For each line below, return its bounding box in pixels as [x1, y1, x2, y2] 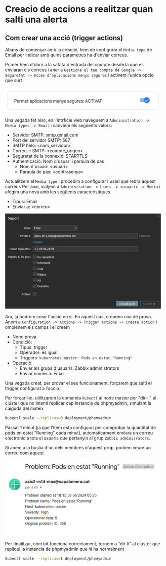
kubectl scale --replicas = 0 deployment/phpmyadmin [5, 416, 112, 421]
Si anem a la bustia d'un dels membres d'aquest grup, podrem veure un [5, 444, 151, 450]
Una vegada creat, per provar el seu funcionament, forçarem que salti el [5, 380, 152, 386]
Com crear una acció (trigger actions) [5, 34, 124, 42]
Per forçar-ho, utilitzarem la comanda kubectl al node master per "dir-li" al [5, 395, 157, 401]
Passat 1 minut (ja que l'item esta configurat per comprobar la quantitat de [5, 424, 156, 431]
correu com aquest [5, 450, 44, 456]
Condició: [12, 339, 32, 345]
